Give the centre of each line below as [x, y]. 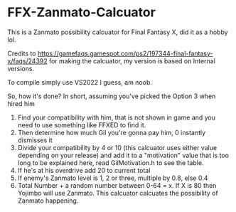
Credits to [22, 53]
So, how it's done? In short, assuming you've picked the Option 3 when [112, 96]
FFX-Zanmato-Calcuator [82, 12]
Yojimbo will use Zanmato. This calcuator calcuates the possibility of [118, 193]
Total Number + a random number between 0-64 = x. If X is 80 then [117, 185]
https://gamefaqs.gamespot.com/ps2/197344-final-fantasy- [125, 53]
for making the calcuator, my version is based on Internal [132, 60]
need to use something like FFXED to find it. [82, 124]
